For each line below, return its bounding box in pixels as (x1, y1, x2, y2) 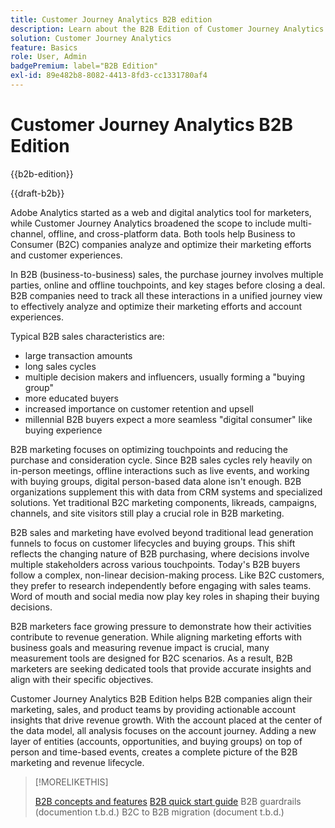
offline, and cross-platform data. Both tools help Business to (48, 227, 296, 240)
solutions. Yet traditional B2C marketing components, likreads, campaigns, (10, 496, 318, 508)
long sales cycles (24, 360, 97, 372)
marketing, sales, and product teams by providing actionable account (10, 703, 296, 715)
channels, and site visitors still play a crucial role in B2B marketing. (10, 507, 285, 519)
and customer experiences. (10, 249, 123, 261)
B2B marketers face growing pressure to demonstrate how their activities (10, 620, 312, 632)
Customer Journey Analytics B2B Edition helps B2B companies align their (10, 692, 313, 705)
